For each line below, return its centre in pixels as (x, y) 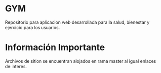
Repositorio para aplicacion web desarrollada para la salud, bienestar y (77, 22)
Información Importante (55, 48)
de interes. (16, 66)
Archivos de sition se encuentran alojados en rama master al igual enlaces (81, 61)
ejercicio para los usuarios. (33, 27)
